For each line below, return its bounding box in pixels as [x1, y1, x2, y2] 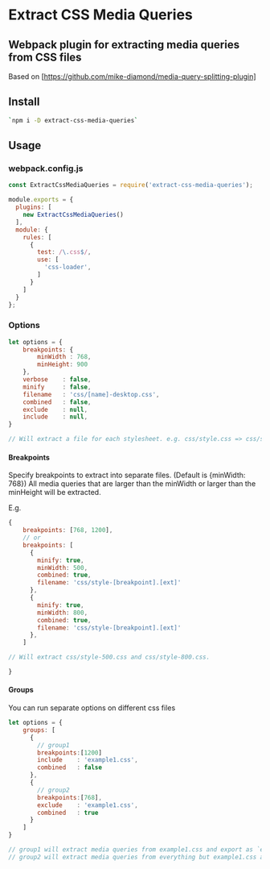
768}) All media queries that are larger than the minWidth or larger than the [8, 479, 256, 489]
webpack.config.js [8, 163, 84, 174]
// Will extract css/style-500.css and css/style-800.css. [8, 653, 211, 662]
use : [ [37, 256, 59, 264]
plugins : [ [15, 203, 52, 211]
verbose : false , [22, 376, 92, 384]
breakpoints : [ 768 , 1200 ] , [22, 526, 113, 534]
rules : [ [22, 233, 52, 241]
